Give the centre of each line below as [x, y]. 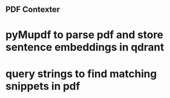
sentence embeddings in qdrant [85, 47]
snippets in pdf [43, 86]
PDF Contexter [33, 10]
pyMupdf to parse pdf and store [84, 35]
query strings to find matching [81, 74]
